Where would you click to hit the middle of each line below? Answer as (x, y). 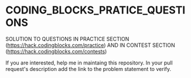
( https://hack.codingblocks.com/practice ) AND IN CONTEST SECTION (90, 45)
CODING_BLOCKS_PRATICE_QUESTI (95, 10)
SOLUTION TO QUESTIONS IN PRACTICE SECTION (67, 39)
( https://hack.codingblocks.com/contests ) (56, 51)
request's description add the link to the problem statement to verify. (88, 69)
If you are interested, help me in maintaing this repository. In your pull (89, 63)
